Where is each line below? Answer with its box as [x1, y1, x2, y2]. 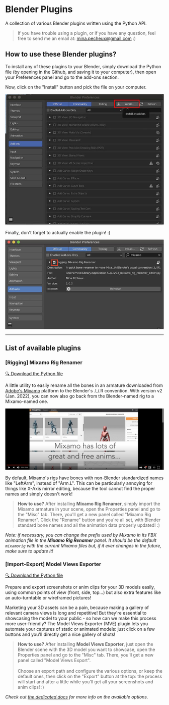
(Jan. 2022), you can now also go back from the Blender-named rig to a [5, 393, 154, 399]
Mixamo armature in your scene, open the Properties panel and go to [17, 506, 161, 512]
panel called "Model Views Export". [17, 658, 91, 664]
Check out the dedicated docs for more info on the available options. [5, 694, 148, 700]
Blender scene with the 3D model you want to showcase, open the [17, 646, 155, 652]
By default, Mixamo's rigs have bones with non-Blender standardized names [5, 475, 164, 481]
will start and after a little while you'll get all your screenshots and [17, 679, 153, 685]
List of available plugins [5, 343, 81, 352]
